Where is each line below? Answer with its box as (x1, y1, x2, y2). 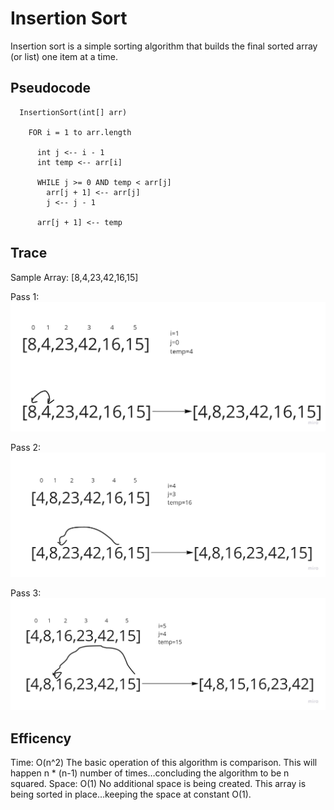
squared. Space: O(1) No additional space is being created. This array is (10, 778, 307, 790)
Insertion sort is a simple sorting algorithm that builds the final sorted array (10, 40, 318, 52)
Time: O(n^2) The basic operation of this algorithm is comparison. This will (10, 757, 318, 769)
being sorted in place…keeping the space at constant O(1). (10, 788, 252, 801)
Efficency (10, 730, 72, 747)
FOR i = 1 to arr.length (28, 127, 132, 137)
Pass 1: (10, 290, 40, 302)
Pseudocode (10, 80, 92, 97)
